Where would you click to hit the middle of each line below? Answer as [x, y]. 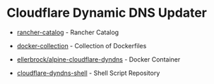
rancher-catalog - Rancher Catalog [68, 32]
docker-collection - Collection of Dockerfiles [82, 45]
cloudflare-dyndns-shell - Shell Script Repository [88, 73]
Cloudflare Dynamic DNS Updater [107, 13]
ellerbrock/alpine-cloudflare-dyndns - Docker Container [99, 59]
